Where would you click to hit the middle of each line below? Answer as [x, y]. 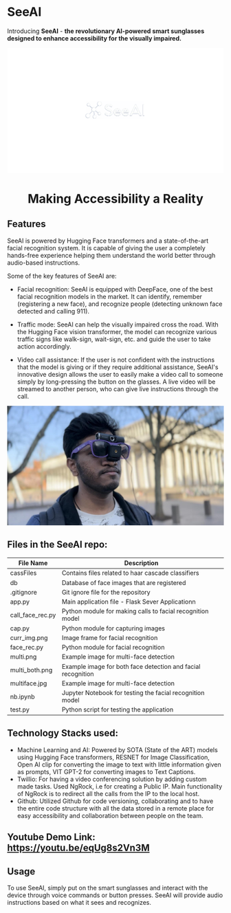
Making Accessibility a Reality [115, 198]
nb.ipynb [23, 696]
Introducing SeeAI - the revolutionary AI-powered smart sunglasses [106, 31]
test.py [20, 709]
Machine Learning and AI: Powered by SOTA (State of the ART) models [117, 749]
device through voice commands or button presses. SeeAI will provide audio [115, 895]
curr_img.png [29, 637]
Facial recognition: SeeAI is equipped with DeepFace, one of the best [115, 289]
